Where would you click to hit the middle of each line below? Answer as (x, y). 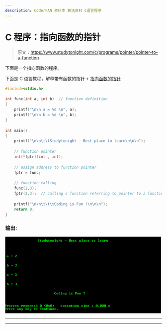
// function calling (35, 183)
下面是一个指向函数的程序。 (34, 68)
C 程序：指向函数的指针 (53, 37)
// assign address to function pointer (55, 167)
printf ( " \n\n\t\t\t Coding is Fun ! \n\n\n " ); (61, 204)
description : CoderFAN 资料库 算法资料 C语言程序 (53, 10)
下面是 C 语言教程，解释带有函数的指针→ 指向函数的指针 (63, 78)
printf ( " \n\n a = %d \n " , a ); (45, 110)
